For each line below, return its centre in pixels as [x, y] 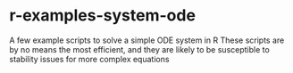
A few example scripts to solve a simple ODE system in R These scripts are [147, 40]
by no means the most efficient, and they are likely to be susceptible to [139, 49]
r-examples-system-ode [103, 16]
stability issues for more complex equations [89, 59]
